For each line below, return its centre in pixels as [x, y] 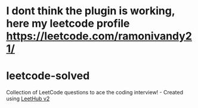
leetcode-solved [48, 76]
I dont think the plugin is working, [91, 11]
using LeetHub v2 [28, 99]
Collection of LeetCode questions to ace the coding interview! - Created [95, 93]
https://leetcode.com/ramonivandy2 [99, 36]
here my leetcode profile [68, 23]
